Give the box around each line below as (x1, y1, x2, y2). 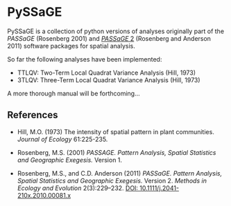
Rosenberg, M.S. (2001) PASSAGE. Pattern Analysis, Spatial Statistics (17, 148, 216, 156)
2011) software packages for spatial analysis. (7, 41, 135, 50)
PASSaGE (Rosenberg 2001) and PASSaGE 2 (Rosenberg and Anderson (7, 34, 212, 42)
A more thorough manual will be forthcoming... (7, 89, 140, 97)
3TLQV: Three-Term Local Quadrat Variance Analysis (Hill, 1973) (17, 75, 200, 84)
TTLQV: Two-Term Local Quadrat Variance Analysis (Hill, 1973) (17, 68, 196, 77)
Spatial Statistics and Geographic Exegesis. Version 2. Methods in (17, 176, 207, 185)
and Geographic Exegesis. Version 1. (17, 156, 123, 164)
